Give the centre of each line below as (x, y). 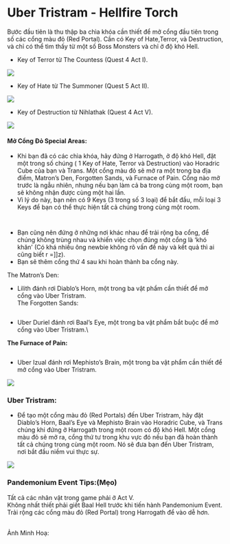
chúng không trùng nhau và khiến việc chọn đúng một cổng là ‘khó (112, 240)
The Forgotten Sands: (48, 303)
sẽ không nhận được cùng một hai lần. (71, 193)
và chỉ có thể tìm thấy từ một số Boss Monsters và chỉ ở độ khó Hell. (103, 46)
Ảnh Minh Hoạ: (28, 533)
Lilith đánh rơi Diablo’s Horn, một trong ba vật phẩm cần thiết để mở (113, 289)
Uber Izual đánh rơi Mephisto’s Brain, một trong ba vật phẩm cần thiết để (119, 362)
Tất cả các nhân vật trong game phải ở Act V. (71, 497)
